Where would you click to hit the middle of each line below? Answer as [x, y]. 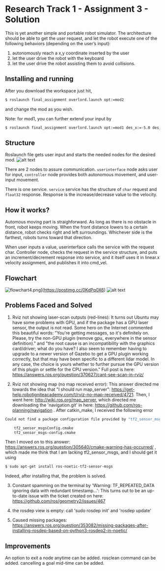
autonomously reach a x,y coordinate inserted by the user [71, 53]
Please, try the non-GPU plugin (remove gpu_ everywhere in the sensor [84, 338]
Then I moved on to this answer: [38, 442]
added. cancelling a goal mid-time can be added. [55, 563]
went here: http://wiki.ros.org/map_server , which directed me [74, 400]
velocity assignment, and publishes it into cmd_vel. [56, 263]
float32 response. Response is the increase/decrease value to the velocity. [81, 194]
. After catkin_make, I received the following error [103, 410]
